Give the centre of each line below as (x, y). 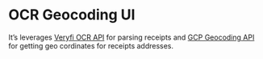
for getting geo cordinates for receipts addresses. (91, 45)
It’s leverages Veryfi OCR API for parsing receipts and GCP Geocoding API (131, 37)
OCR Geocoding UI (72, 15)
